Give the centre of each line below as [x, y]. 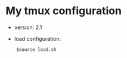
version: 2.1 [28, 27]
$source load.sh [37, 49]
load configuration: [37, 38]
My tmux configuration [63, 11]
